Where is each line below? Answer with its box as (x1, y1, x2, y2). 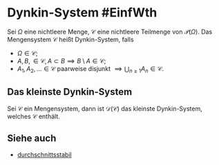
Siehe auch (7, 132, 57, 144)
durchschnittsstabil (17, 151, 72, 159)
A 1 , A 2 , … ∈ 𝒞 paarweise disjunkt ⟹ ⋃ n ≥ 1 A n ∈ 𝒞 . (17, 64, 164, 74)
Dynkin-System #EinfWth (7, 5, 158, 21)
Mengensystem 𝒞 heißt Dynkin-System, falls (7, 35, 134, 43)
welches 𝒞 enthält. (7, 112, 61, 120)
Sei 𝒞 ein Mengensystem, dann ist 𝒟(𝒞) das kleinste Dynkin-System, (7, 104, 202, 113)
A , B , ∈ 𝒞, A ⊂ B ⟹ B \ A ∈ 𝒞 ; (17, 56, 106, 65)
